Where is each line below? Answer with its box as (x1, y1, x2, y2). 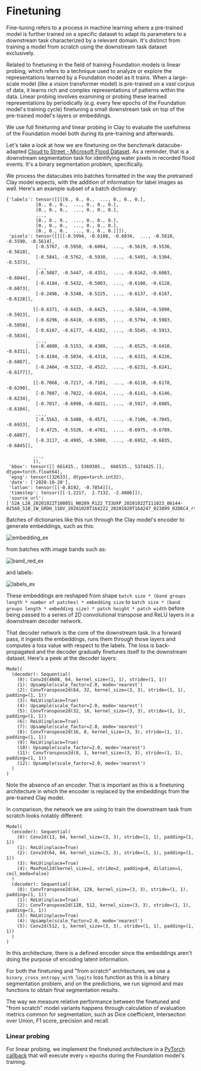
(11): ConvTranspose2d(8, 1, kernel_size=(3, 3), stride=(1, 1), (17, 750, 184, 756)
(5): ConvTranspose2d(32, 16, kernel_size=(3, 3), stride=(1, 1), (17, 708, 186, 714)
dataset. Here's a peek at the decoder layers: (6, 654, 118, 662)
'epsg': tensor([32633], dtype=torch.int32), (8, 474, 124, 480)
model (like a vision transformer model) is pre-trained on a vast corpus (20, 80, 195, 87)
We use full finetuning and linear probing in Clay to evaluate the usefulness (6, 123, 191, 131)
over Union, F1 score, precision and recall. (6, 1017, 109, 1024)
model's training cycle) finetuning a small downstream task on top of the (6, 105, 184, 113)
